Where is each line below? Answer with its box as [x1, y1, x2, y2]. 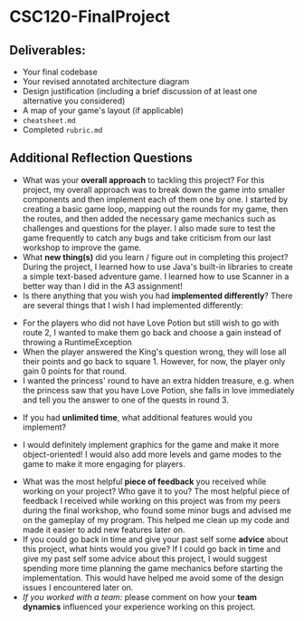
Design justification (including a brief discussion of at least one [22, 86, 258, 96]
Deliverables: [9, 43, 86, 58]
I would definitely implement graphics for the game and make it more [22, 439, 280, 450]
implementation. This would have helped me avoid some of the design [22, 572, 284, 583]
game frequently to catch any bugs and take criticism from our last [22, 232, 271, 243]
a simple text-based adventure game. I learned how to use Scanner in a [22, 270, 290, 282]
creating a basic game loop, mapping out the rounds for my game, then [22, 203, 289, 214]
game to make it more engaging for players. [22, 458, 185, 469]
